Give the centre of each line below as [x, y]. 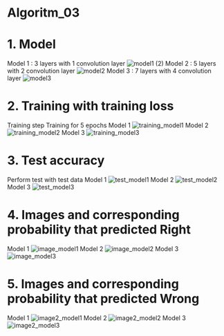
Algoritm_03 [44, 13]
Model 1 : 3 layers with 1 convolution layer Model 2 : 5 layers [112, 64]
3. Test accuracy [56, 161]
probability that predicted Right [99, 230]
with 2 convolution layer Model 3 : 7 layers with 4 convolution [110, 71]
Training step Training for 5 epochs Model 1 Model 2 [108, 125]
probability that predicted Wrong [103, 299]
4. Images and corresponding [93, 215]
